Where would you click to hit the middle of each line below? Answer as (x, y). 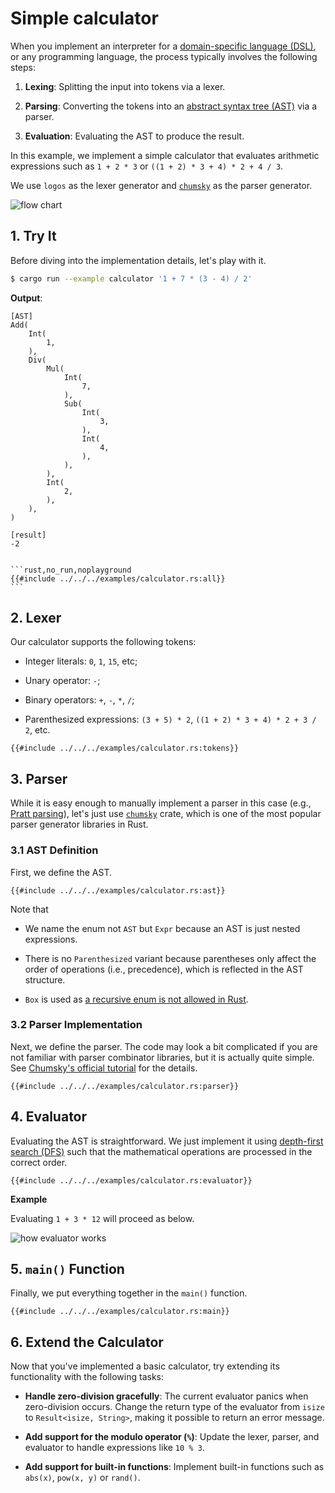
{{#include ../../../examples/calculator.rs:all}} (118, 578)
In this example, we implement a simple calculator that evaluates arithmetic (165, 155)
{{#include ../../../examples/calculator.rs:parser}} (125, 1086)
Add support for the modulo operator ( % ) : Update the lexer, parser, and (172, 1437)
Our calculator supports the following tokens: (103, 642)
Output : (26, 298)
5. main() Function (67, 1269)
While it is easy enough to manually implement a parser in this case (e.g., (161, 803)
